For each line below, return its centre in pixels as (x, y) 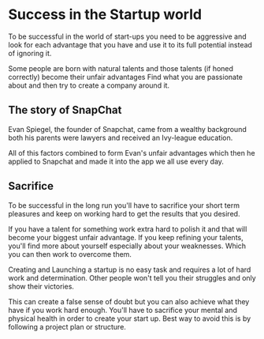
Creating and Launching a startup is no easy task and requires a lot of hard (130, 269)
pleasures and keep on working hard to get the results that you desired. (124, 213)
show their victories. (41, 286)
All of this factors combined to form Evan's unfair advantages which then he (132, 153)
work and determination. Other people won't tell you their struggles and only (132, 277)
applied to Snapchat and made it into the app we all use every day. (116, 161)
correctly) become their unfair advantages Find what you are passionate (125, 77)
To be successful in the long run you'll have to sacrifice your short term (124, 205)
